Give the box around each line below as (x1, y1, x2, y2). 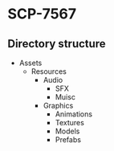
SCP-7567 (7, 5, 77, 23)
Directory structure (7, 37, 106, 51)
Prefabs (55, 135, 82, 145)
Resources (31, 67, 67, 76)
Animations (55, 109, 93, 119)
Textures (55, 118, 85, 127)
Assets (18, 58, 43, 67)
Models (55, 126, 80, 136)
